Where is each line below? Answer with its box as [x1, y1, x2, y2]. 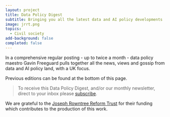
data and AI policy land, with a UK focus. [5, 65, 91, 71]
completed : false [5, 41, 42, 46]
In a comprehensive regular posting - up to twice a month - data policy [5, 54, 154, 61]
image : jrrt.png [5, 21, 40, 27]
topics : [5, 26, 22, 32]
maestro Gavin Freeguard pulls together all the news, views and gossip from [5, 60, 165, 66]
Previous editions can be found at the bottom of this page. [5, 75, 127, 81]
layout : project [5, 7, 40, 13]
